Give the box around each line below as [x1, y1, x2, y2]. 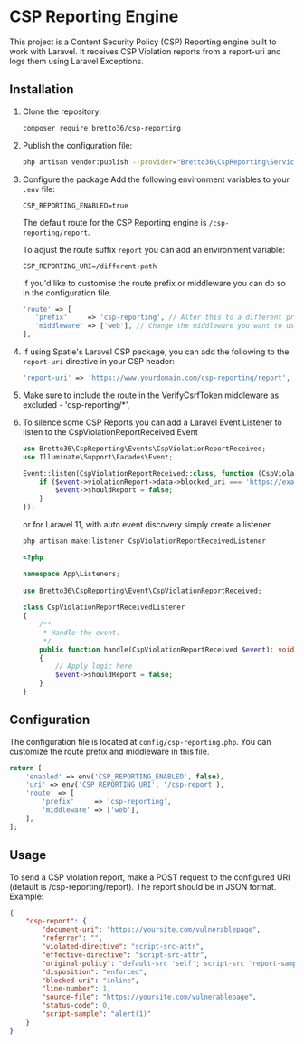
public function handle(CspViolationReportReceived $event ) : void [39, 645, 295, 654]
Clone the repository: [22, 106, 102, 117]
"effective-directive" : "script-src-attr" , [42, 950, 208, 960]
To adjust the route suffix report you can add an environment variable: [22, 244, 285, 255]
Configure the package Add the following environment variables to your [22, 174, 290, 185]
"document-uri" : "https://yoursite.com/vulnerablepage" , [42, 925, 261, 934]
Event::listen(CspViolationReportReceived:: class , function [22, 469, 254, 478]
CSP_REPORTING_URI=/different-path [22, 261, 157, 271]
